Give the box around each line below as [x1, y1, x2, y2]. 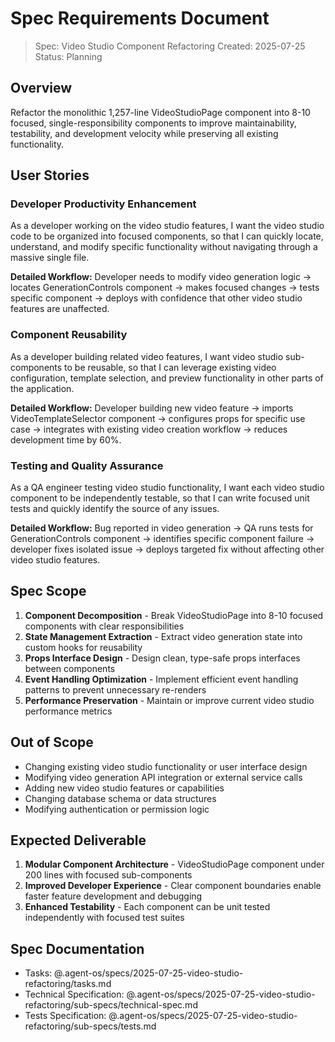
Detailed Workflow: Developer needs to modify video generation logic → [10, 271, 312, 283]
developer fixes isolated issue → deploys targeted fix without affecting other [10, 543, 325, 556]
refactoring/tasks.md [24, 978, 112, 990]
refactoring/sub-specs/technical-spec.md [24, 999, 198, 1011]
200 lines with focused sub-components [24, 869, 193, 881]
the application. [10, 382, 75, 394]
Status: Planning [34, 50, 103, 62]
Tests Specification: [24, 1010, 107, 1022]
